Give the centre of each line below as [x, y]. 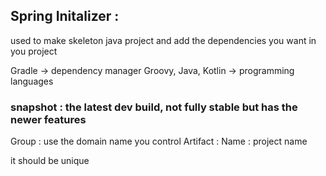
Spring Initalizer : [65, 16]
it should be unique [50, 161]
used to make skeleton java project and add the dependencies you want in [163, 40]
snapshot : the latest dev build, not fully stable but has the [154, 107]
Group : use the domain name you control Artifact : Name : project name [159, 141]
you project [34, 51]
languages [32, 81]
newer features [48, 119]
